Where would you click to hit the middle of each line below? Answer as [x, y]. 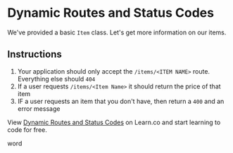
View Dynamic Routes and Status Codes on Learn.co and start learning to [114, 122]
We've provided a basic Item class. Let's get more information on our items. [117, 32]
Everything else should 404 [56, 79]
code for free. [27, 129]
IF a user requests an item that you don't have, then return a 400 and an [121, 101]
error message [39, 108]
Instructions [34, 54]
